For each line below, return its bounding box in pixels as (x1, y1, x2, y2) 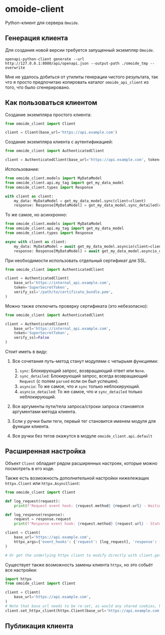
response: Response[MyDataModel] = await (14, 249, 100, 254)
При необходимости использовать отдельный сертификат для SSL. (5, 257, 147, 263)
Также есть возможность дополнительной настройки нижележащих (5, 475, 150, 481)
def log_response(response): (5, 512, 65, 517)
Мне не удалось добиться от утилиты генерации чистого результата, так (5, 74, 159, 80)
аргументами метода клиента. (12, 409, 77, 414)
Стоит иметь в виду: (5, 349, 48, 355)
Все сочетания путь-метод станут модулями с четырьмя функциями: (12, 358, 159, 364)
